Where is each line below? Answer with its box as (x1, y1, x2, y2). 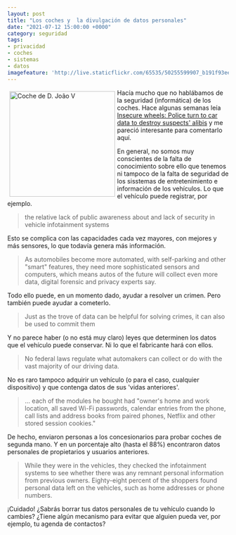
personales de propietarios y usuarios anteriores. (7, 447, 150, 456)
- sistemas (7, 56, 39, 63)
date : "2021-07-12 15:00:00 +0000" (7, 23, 112, 30)
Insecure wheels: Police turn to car (117, 110, 218, 120)
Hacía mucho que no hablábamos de (117, 89, 223, 97)
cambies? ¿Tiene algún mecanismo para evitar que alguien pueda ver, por (7, 512, 221, 520)
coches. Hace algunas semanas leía (117, 103, 221, 112)
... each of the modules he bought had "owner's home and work (24, 397, 210, 405)
